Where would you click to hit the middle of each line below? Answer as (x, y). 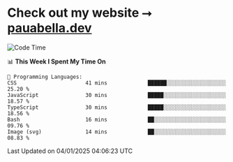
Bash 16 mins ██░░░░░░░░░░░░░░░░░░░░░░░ (117, 119)
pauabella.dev (50, 28)
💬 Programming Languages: (45, 77)
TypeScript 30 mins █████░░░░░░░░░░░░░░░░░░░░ (117, 107)
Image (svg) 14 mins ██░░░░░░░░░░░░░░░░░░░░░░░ (117, 132)
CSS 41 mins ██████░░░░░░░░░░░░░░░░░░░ (117, 83)
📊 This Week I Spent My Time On (57, 61)
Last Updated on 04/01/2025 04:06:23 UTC (70, 151)
